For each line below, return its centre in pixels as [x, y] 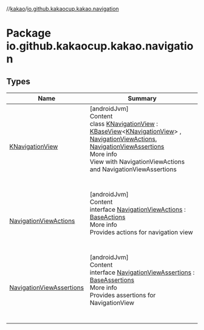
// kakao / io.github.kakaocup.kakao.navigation [63, 9]
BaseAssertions [112, 280]
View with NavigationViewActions [137, 162]
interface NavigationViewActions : [138, 210]
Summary [142, 98]
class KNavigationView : [124, 124]
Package [29, 33]
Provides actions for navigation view [141, 232]
